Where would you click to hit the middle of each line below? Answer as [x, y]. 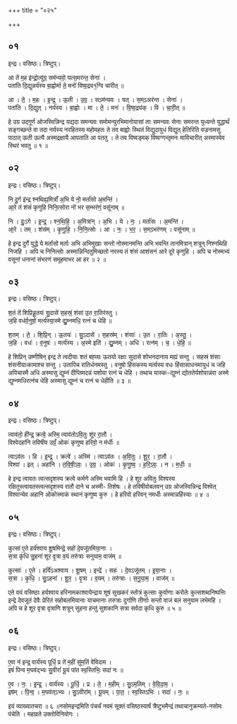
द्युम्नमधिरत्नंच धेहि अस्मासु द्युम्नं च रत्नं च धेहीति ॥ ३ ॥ [69, 381]
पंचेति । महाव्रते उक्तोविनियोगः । [44, 714]
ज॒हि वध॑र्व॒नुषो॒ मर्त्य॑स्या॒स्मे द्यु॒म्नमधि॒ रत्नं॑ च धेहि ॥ [60, 321]
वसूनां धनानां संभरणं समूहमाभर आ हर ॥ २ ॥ [57, 259]
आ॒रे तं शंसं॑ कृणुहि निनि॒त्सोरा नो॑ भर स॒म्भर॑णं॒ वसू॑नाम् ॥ [66, 207]
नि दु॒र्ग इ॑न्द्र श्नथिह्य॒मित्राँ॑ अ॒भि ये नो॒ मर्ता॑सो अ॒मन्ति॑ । [63, 199]
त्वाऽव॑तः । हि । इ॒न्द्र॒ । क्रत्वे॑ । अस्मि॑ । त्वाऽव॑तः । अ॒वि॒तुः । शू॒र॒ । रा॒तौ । [90, 457]
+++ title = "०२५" [32, 10]
